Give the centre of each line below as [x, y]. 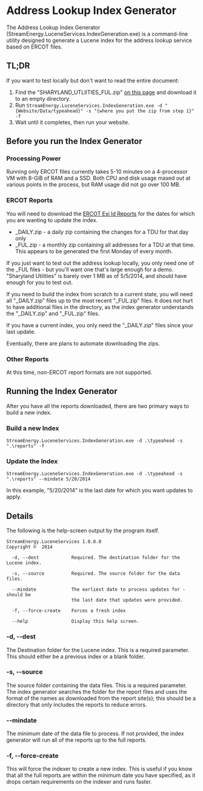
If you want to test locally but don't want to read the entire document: [93, 80]
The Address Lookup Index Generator [53, 27]
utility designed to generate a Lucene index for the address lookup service [99, 40]
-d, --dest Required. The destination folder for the [96, 558]
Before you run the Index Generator [74, 141]
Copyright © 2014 [29, 547]
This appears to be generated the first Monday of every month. [94, 251]
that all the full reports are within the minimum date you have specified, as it [101, 775]
